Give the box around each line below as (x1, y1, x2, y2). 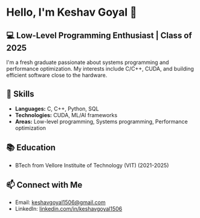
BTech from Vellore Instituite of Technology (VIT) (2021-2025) (15, 161, 169, 168)
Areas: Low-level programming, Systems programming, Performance (15, 118, 189, 125)
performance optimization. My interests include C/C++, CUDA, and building (6, 65, 195, 72)
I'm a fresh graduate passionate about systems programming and (6, 59, 169, 66)
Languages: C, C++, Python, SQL (15, 105, 99, 112)
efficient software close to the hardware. (6, 72, 108, 79)
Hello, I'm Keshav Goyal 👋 (6, 5, 137, 19)
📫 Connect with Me (6, 180, 83, 190)
